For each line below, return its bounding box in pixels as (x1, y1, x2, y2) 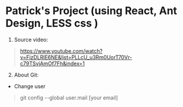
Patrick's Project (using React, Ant (5, 4, 178, 18)
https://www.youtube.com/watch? (19, 47, 103, 54)
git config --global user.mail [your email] (19, 94, 118, 101)
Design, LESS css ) (5, 16, 98, 30)
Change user (14, 82, 46, 89)
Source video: (14, 36, 48, 43)
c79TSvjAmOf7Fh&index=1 (19, 60, 85, 67)
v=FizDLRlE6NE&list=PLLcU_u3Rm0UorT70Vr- (19, 53, 132, 61)
